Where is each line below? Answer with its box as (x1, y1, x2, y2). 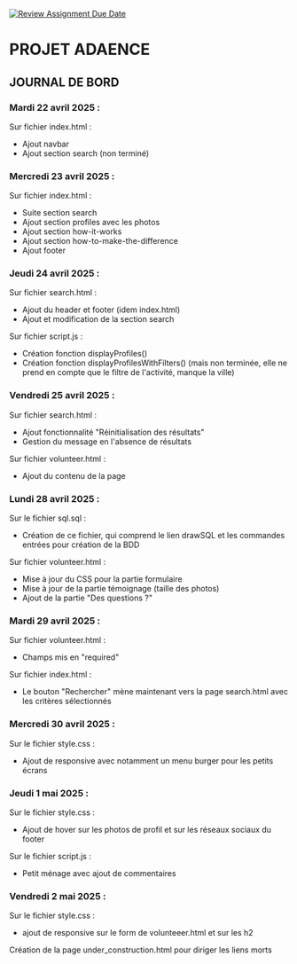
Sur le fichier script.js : (9, 850, 91, 861)
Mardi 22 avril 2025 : (9, 101, 100, 114)
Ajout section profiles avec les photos (21, 217, 160, 228)
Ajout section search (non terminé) (21, 147, 150, 159)
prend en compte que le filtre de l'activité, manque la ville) (21, 367, 235, 378)
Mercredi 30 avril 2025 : (9, 718, 115, 731)
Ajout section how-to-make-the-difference (21, 236, 179, 247)
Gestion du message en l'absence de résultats (21, 435, 192, 447)
